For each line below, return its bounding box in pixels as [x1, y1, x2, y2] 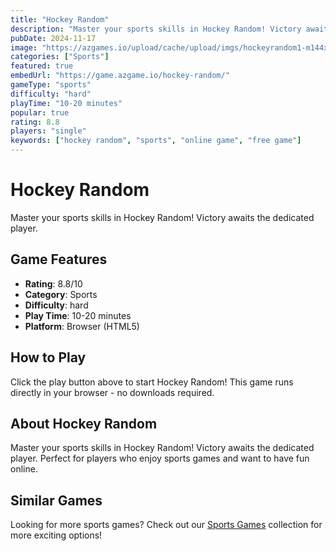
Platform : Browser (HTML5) [24, 320, 140, 332]
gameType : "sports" [10, 80, 92, 90]
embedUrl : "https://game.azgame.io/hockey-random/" [10, 71, 230, 81]
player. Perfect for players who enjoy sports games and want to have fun [10, 452, 310, 465]
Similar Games [10, 492, 103, 509]
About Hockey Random [10, 415, 158, 432]
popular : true [10, 107, 70, 118]
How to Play [10, 349, 87, 366]
